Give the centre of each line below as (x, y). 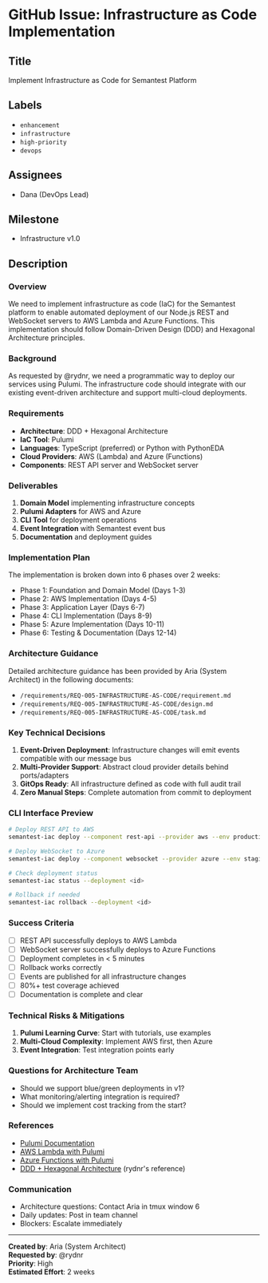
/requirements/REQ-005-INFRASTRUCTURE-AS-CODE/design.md (116, 704)
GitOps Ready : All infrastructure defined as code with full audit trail (130, 783)
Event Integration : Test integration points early (97, 1050)
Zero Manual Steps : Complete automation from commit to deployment (136, 792)
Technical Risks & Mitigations (67, 1016)
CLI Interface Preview (51, 813)
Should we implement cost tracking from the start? (103, 1105)
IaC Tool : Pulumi (47, 439)
